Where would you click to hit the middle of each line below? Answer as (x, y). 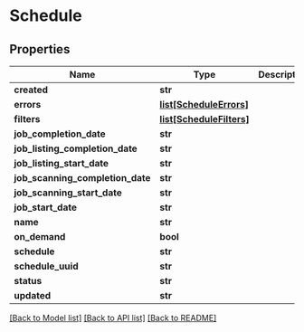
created (31, 90)
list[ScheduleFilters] (204, 119)
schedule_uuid (46, 266)
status (28, 281)
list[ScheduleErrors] (204, 104)
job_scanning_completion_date (82, 178)
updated (33, 295)
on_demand (40, 237)
